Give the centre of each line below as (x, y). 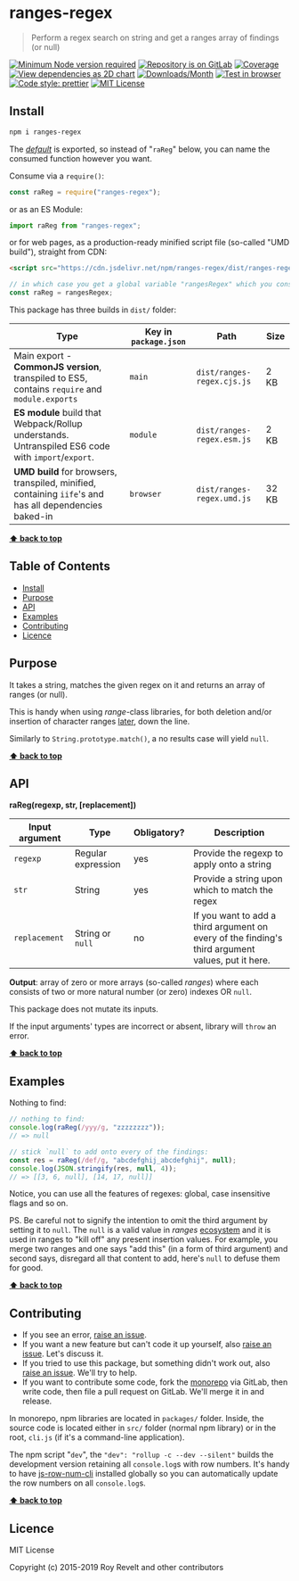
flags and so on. (39, 1204)
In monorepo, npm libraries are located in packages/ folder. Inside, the (137, 1419)
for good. (26, 1268)
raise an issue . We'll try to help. (80, 1373)
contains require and (58, 389)
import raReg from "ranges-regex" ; (75, 226)
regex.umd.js (224, 498)
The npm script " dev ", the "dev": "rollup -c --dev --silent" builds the (141, 1455)
